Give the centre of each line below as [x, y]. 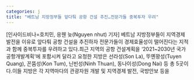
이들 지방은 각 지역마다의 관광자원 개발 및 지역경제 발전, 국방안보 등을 [91, 71]
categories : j [23, 11]
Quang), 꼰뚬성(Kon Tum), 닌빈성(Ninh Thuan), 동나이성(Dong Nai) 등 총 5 [93, 63]
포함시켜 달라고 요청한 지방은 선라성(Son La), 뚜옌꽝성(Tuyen [112, 56]
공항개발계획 [20, 56]
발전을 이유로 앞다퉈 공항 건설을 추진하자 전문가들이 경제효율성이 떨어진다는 [92, 41]
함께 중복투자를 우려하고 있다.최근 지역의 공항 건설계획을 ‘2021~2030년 [93, 49]
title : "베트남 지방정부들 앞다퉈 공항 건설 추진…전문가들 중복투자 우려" [82, 17]
